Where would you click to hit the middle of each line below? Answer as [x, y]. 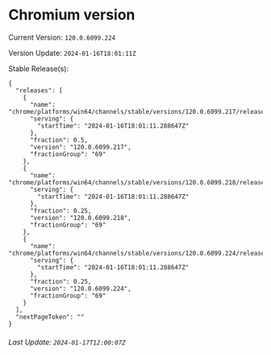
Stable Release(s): [39, 68]
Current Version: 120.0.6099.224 [62, 37]
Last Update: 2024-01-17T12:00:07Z [67, 342]
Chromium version [72, 15]
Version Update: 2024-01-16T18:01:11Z [72, 53]
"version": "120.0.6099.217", [80, 147]
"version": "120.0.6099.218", [80, 218]
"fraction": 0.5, [59, 140]
